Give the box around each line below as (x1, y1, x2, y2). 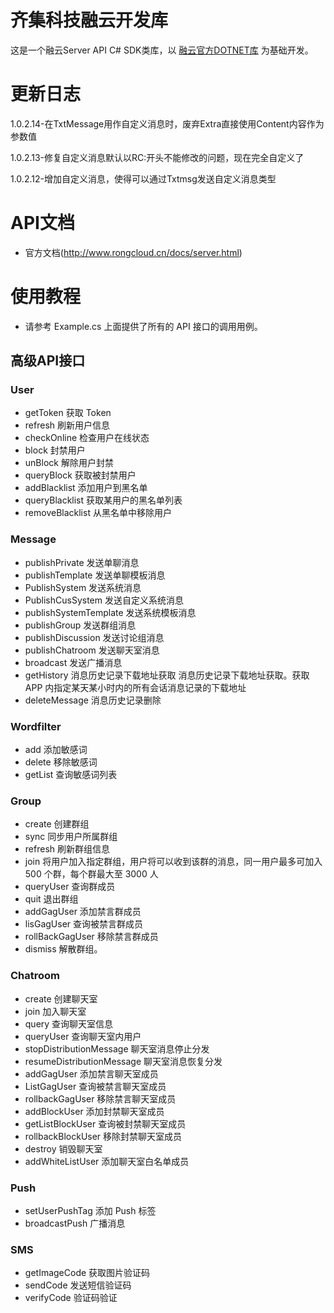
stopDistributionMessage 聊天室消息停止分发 (24, 1042, 210, 1055)
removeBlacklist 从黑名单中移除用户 (24, 507, 172, 519)
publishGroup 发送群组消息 (24, 619, 137, 631)
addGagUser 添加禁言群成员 (24, 906, 142, 918)
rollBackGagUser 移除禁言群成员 (24, 931, 159, 943)
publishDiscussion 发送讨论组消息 (24, 631, 165, 643)
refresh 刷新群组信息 (24, 843, 110, 855)
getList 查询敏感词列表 (24, 769, 118, 781)
